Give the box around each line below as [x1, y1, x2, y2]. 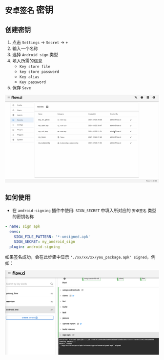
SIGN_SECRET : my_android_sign [14, 240, 76, 244]
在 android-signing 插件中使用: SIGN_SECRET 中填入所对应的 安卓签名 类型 [12, 207, 157, 213]
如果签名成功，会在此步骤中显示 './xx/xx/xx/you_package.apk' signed [5, 254, 147, 260]
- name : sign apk [5, 224, 41, 229]
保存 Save [12, 85, 31, 91]
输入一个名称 [12, 46, 38, 51]
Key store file [19, 64, 50, 69]
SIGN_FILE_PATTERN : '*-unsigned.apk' [14, 234, 91, 239]
